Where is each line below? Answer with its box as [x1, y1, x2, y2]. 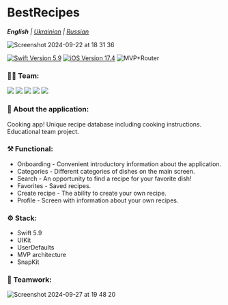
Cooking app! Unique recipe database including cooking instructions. [7, 120, 202, 128]
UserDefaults [16, 243, 55, 252]
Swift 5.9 [16, 229, 42, 237]
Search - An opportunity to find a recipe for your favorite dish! [16, 174, 192, 183]
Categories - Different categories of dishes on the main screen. [16, 167, 196, 175]
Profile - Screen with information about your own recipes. [16, 196, 179, 204]
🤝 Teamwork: [7, 275, 53, 284]
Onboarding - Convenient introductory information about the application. [16, 159, 222, 168]
